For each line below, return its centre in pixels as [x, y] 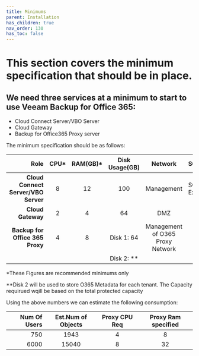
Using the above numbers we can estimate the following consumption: [92, 303]
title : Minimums [26, 12]
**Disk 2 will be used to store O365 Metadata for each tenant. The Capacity [99, 285]
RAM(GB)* [87, 164]
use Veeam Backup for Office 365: [71, 107]
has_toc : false [25, 34]
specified [166, 325]
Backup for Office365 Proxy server [57, 134]
